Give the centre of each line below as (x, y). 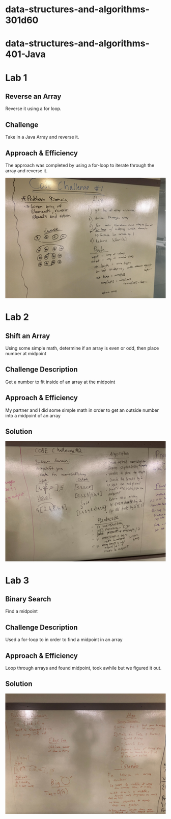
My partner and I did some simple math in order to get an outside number (82, 410)
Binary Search (28, 599)
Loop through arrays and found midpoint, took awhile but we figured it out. (83, 668)
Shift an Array (28, 336)
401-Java (25, 54)
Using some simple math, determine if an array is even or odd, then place (82, 348)
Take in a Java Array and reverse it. (42, 137)
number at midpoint (26, 353)
